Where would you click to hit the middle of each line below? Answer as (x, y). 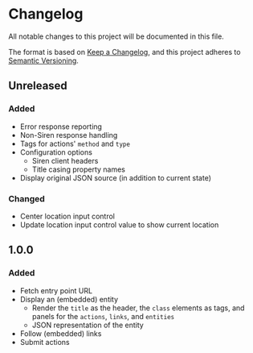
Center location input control (67, 216)
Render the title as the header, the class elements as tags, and (138, 308)
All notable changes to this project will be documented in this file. (116, 36)
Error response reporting (61, 127)
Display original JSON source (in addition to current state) (115, 177)
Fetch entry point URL (56, 290)
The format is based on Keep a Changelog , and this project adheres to (124, 52)
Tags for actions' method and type (75, 143)
